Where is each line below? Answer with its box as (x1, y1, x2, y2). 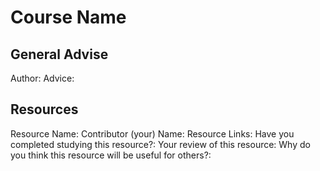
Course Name (10, 6, 127, 29)
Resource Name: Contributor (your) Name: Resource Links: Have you (10, 127, 295, 140)
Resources (10, 101, 79, 118)
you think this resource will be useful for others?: (10, 149, 212, 161)
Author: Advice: (10, 72, 75, 84)
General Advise (10, 46, 109, 63)
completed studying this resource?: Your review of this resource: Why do (10, 138, 311, 150)
